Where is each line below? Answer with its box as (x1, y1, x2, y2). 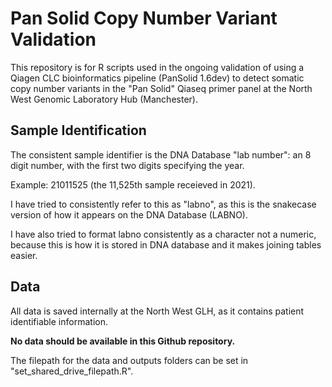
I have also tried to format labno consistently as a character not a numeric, (10, 228, 317, 240)
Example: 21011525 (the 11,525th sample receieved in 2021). (10, 178, 256, 191)
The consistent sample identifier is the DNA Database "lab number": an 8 (10, 148, 312, 161)
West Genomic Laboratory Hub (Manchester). (10, 93, 198, 105)
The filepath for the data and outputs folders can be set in (10, 354, 249, 366)
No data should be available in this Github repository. (10, 335, 236, 347)
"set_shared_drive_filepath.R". (10, 365, 134, 377)
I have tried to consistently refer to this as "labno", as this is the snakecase (10, 198, 317, 210)
